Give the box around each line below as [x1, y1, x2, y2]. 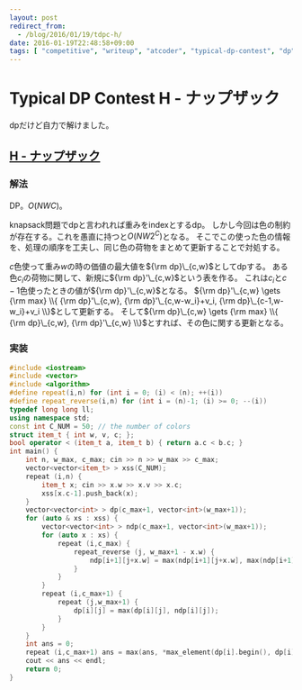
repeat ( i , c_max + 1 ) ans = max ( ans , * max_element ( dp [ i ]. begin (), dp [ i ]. [25, 648, 299, 658]
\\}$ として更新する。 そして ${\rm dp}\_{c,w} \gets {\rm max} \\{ [41, 306, 279, 317]
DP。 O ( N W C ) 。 [9, 200, 67, 211]
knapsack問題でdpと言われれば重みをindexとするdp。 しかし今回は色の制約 [9, 219, 291, 230]
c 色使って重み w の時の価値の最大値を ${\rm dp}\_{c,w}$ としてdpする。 [9, 261, 271, 272]
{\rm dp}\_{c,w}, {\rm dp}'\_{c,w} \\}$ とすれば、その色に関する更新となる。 [9, 317, 289, 329]
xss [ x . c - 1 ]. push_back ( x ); [41, 488, 139, 498]
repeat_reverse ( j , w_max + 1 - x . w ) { [73, 547, 216, 557]
